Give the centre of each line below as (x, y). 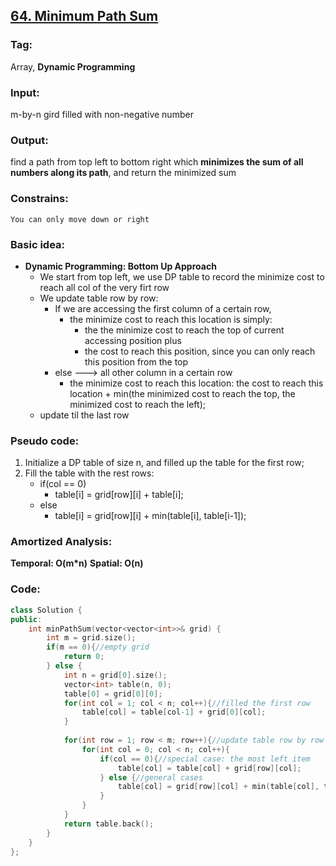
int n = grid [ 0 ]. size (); (115, 675)
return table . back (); (109, 824)
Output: (29, 140)
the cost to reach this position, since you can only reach (200, 351)
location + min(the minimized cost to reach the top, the (182, 393)
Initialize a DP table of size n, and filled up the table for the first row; (164, 463)
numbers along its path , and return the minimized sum (123, 173)
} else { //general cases (151, 777)
